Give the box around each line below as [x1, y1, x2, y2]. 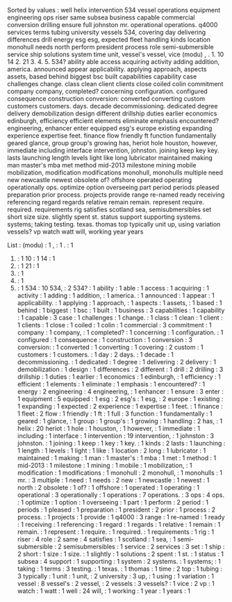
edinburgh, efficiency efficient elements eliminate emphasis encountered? [7, 117, 219, 124]
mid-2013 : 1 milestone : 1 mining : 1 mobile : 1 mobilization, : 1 [17, 462, 192, 469]
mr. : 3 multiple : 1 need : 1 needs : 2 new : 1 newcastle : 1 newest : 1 [17, 476, 210, 484]
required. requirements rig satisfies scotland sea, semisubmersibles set [7, 205, 212, 213]
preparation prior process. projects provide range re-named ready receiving [7, 190, 225, 199]
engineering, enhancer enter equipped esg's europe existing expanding [7, 124, 213, 132]
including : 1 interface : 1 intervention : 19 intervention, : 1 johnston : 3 [17, 432, 214, 440]
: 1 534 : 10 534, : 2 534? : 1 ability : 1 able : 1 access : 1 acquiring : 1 [17, 284, 210, 292]
